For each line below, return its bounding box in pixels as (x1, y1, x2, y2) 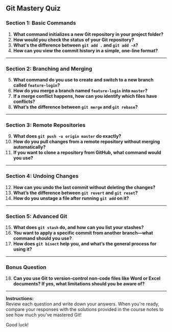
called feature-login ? (13, 82, 60, 88)
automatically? (13, 144, 46, 150)
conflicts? (13, 98, 35, 105)
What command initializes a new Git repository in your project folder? (13, 31, 164, 37)
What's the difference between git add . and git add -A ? (13, 42, 138, 48)
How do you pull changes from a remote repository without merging (13, 138, 160, 145)
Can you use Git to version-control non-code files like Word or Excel (13, 275, 161, 281)
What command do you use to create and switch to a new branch (13, 76, 154, 82)
